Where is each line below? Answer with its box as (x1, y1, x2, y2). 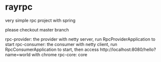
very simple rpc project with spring (5, 17, 76, 23)
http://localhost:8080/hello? (100, 46, 156, 52)
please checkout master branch (5, 27, 69, 32)
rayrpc (5, 1, 33, 13)
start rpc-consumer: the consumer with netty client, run (5, 41, 117, 47)
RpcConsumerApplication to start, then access (5, 46, 99, 52)
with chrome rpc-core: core (31, 51, 88, 57)
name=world (5, 51, 31, 57)
